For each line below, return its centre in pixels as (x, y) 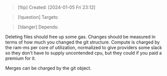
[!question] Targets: (38, 17)
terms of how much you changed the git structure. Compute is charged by (83, 42)
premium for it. (21, 58)
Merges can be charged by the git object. (48, 68)
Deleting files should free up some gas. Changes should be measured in (80, 37)
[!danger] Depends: (38, 27)
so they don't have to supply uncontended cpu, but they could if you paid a (83, 53)
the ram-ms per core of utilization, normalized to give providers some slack (84, 47)
